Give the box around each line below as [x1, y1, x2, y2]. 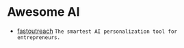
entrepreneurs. [16, 34, 61, 41]
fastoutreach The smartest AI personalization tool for [16, 27, 178, 35]
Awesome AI [7, 4, 80, 20]
